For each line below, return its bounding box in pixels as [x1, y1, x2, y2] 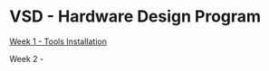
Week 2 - [9, 53, 43, 64]
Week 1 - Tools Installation [9, 36, 107, 47]
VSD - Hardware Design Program [9, 6, 261, 27]
